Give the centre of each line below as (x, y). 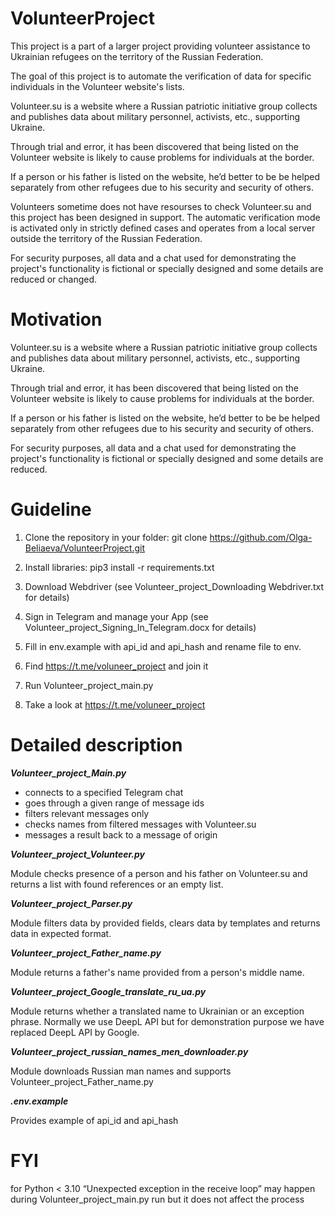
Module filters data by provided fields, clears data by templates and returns (165, 923)
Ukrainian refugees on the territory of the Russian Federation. (137, 56)
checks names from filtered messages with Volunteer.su (140, 824)
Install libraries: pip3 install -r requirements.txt (119, 567)
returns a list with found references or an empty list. (117, 884)
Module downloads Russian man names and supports (121, 1071)
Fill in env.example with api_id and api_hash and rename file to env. (163, 646)
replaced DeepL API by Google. (75, 1032)
